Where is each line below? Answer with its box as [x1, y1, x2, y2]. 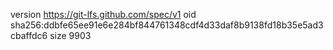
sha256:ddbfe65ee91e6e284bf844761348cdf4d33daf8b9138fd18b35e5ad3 [10, 19, 324, 31]
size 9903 [49, 30, 92, 41]
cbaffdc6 [10, 30, 48, 41]
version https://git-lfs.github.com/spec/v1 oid [10, 9, 197, 20]
